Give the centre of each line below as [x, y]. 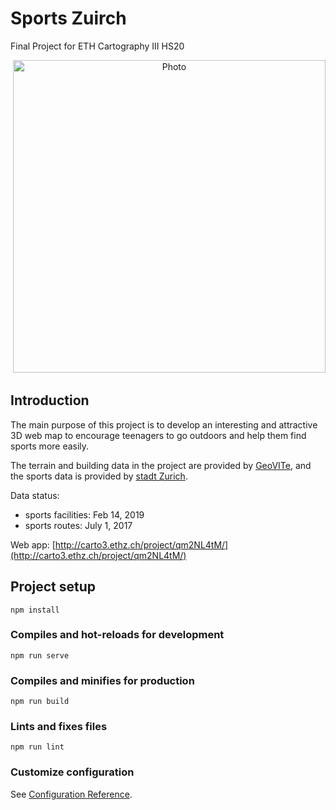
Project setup [53, 587]
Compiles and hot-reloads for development [117, 635]
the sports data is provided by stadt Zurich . [99, 476]
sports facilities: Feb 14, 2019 [84, 514]
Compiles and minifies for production [102, 680]
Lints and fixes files [59, 727]
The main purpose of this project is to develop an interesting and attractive [164, 424]
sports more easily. [50, 446]
